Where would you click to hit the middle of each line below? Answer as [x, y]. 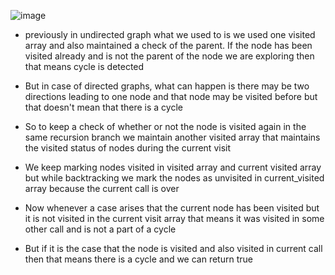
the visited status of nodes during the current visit [128, 148]
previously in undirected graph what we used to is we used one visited [170, 34]
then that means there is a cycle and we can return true [138, 259]
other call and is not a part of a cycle [100, 229]
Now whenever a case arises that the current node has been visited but [172, 208]
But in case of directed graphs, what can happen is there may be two [167, 86]
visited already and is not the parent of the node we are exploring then [169, 56]
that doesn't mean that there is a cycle [103, 107]
